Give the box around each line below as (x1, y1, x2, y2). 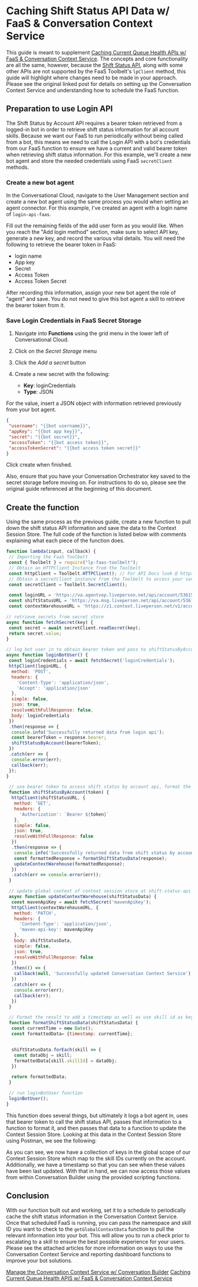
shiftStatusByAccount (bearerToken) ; (11, 740, 101, 747)
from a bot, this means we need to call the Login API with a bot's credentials (6, 138, 191, 146)
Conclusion (6, 1191, 49, 1201)
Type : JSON (23, 388, 54, 395)
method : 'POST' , (11, 668, 51, 674)
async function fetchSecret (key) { (6, 619, 94, 625)
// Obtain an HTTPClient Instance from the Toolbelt (8, 565, 141, 571)
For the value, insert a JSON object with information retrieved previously (6, 400, 181, 407)
